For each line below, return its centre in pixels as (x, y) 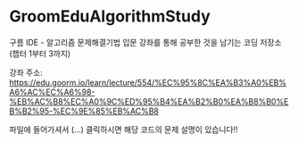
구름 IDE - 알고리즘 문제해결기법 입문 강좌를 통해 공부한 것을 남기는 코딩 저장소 (146, 42)
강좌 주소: (26, 72)
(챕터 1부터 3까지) (40, 53)
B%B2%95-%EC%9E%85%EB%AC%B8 (84, 111)
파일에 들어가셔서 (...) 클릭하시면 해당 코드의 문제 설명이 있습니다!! (124, 129)
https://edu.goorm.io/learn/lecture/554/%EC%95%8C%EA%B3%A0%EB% (148, 82)
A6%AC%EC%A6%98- (52, 92)
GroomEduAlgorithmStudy (110, 17)
